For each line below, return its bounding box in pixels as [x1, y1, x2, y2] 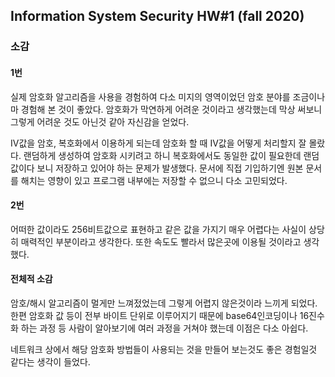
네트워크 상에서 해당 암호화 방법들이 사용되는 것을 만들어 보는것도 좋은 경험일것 [10, 343, 318, 355]
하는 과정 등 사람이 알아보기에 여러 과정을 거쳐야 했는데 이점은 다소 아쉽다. [20, 322, 309, 334]
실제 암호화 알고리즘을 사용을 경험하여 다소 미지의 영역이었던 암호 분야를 [10, 90, 291, 103]
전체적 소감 [10, 273, 53, 285]
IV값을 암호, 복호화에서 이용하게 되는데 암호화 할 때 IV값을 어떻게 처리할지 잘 [10, 137, 307, 149]
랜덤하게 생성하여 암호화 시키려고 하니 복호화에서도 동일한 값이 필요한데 [23, 149, 302, 161]
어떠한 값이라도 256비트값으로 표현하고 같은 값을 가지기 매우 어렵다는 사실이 [10, 223, 307, 235]
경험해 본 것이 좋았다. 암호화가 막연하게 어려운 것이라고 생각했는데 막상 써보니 [20, 103, 323, 115]
